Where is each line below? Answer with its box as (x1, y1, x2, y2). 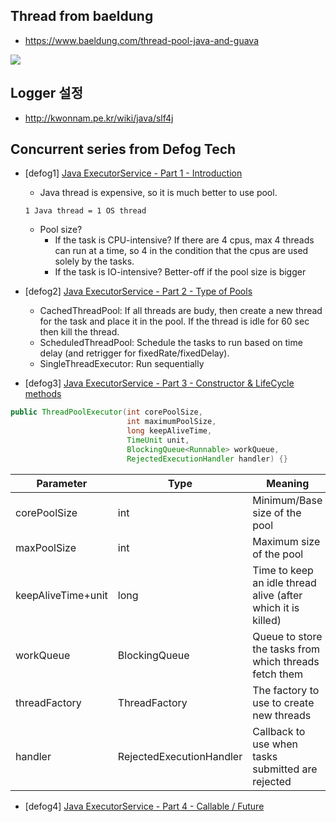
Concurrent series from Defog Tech (10, 141, 237, 158)
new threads (252, 708, 312, 722)
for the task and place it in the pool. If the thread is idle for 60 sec (39, 315, 310, 328)
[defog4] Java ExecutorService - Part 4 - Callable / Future (24, 800, 265, 812)
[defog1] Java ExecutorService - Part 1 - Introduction (24, 167, 243, 179)
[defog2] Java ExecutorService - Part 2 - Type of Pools (24, 285, 253, 298)
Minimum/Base (252, 493, 323, 507)
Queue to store (252, 629, 323, 643)
